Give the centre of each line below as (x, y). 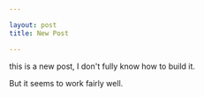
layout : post (33, 25)
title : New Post (39, 33)
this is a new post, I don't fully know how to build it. (102, 66)
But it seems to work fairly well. (66, 83)
